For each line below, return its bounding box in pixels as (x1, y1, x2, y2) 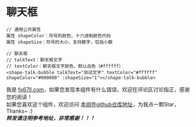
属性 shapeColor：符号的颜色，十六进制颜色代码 (6, 33, 111, 39)
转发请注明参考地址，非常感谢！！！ (6, 114, 95, 122)
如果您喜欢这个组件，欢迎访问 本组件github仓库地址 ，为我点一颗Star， (6, 100, 180, 107)
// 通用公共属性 (6, 26, 41, 33)
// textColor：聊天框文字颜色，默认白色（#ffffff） (6, 63, 124, 69)
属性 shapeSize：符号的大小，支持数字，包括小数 (6, 39, 113, 45)
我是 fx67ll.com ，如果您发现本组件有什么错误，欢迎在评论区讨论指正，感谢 (6, 85, 190, 93)
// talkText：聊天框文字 (6, 57, 63, 63)
